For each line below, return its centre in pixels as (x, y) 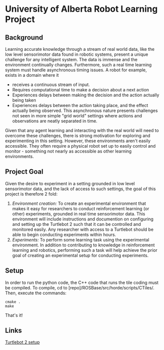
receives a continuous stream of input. (51, 85)
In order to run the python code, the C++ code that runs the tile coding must (82, 283)
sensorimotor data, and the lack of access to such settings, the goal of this (81, 189)
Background (24, 37)
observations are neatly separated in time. (55, 121)
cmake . (13, 302)
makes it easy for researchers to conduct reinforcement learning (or (81, 208)
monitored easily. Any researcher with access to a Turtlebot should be (83, 229)
